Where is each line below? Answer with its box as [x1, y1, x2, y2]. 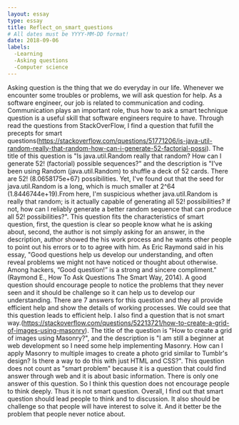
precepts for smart [7, 129, 63, 137]
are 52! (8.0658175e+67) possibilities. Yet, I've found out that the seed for [7, 174, 224, 183]
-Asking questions [14, 57, 69, 64]
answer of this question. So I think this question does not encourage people [7, 379, 230, 388]
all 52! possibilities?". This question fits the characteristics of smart [7, 212, 205, 221]
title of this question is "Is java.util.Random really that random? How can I [7, 151, 222, 160]
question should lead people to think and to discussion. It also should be [7, 394, 220, 403]
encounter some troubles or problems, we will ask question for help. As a [7, 91, 223, 99]
